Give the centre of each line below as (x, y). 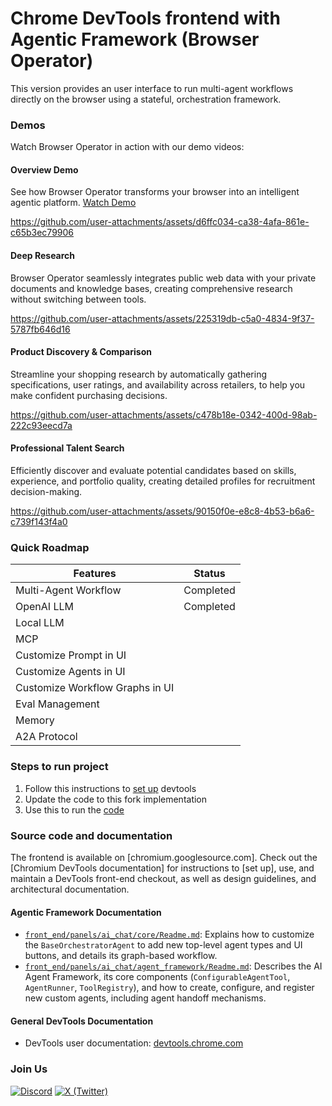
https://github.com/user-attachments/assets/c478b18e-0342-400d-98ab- (164, 414)
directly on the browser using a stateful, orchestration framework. (146, 99)
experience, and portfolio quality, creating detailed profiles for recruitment (163, 481)
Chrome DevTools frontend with (145, 18)
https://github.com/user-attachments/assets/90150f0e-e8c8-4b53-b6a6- (162, 511)
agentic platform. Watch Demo (73, 203)
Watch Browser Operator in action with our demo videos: (127, 147)
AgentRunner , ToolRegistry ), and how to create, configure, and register (169, 988)
